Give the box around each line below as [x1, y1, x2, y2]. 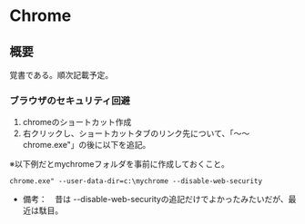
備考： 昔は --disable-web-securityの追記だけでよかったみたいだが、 [22, 194, 289, 205]
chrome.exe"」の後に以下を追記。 [22, 140, 151, 151]
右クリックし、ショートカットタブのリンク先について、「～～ [22, 128, 250, 139]
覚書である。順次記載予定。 [9, 70, 114, 80]
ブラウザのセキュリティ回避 [9, 94, 130, 107]
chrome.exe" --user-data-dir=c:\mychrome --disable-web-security [9, 177, 262, 186]
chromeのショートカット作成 [22, 117, 132, 128]
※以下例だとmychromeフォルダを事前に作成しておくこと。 [9, 159, 229, 170]
